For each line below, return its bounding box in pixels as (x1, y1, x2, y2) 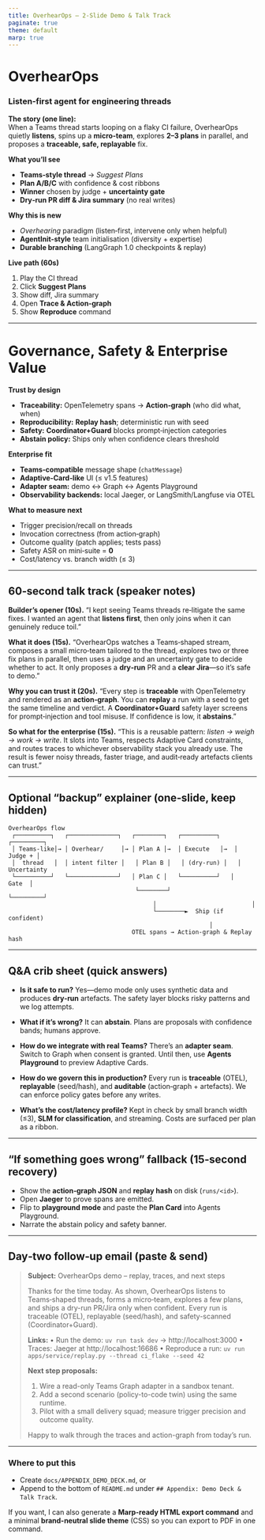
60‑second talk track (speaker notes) (8, 585, 196, 598)
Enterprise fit (8, 449, 53, 459)
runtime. (39, 1398, 67, 1407)
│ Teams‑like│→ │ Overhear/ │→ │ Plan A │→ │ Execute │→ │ (11, 845, 238, 853)
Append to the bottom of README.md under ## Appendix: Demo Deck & (19, 1484, 242, 1493)
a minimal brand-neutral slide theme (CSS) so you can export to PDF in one (8, 1516, 256, 1526)
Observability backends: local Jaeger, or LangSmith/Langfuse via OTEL (19, 490, 256, 499)
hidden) (8, 803, 47, 817)
